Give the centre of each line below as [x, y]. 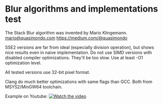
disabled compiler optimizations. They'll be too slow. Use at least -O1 [74, 57]
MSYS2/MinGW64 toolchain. [34, 87]
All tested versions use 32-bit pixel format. [48, 72]
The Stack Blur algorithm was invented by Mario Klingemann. [66, 33]
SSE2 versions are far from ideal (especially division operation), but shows [80, 47]
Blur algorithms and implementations [81, 9]
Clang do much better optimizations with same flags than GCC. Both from [79, 82]
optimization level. [23, 63]
